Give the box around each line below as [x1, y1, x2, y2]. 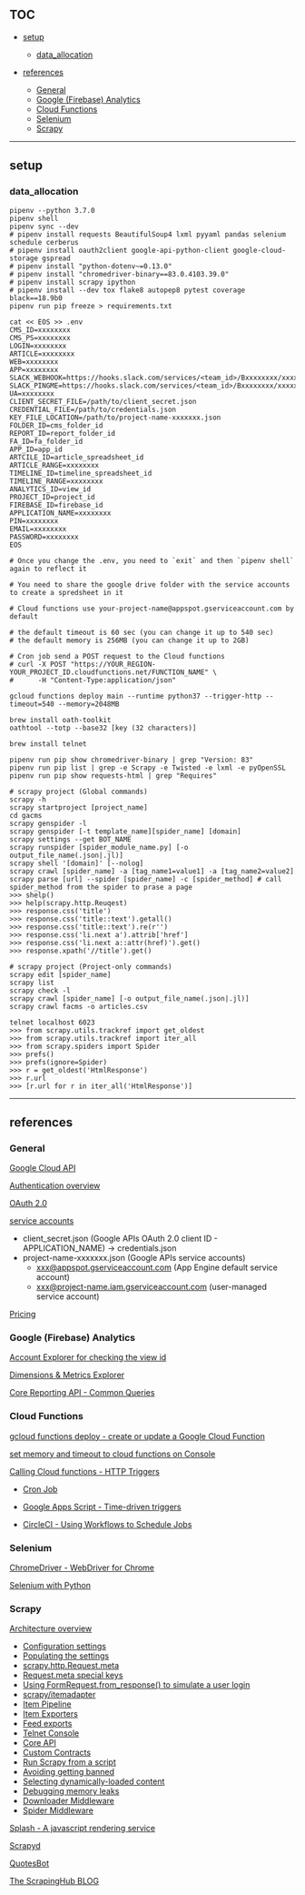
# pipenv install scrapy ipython [9, 277, 136, 287]
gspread [42, 254, 71, 263]
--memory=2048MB [57, 700, 120, 709]
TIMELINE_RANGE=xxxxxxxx [9, 477, 103, 486]
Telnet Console [22, 1728, 80, 1739]
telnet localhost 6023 [9, 1018, 95, 1027]
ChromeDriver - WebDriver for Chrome [9, 1562, 155, 1573]
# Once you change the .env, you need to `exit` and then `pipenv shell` [9, 556, 295, 565]
